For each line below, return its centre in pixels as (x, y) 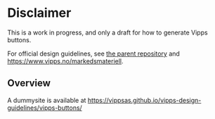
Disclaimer (39, 13)
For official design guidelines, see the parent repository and (94, 54)
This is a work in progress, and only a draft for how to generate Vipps (108, 32)
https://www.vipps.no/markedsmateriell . (66, 61)
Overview (29, 83)
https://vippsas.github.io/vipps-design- (144, 100)
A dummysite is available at (47, 100)
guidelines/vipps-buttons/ (45, 108)
